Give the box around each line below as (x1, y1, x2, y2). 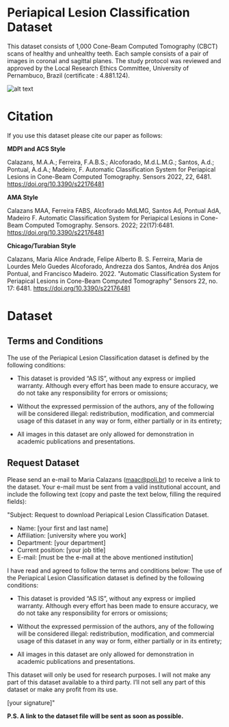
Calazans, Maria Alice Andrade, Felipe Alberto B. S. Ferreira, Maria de (7, 255, 203, 263)
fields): (7, 497, 27, 505)
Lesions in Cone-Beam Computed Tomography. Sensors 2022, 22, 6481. (7, 172, 212, 181)
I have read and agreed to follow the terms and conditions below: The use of (7, 566, 222, 575)
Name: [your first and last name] (16, 524, 109, 532)
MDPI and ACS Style (7, 144, 66, 152)
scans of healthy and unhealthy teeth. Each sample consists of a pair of (7, 49, 209, 58)
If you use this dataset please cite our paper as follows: (7, 131, 163, 139)
